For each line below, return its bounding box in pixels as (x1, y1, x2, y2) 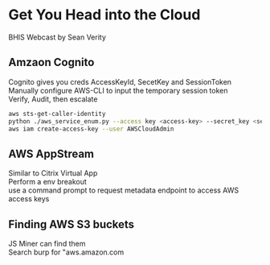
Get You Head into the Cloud (8, 6, 201, 24)
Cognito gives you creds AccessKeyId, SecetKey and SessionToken (8, 77, 231, 86)
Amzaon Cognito (8, 56, 95, 69)
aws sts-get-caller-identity (8, 110, 106, 118)
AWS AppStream (8, 147, 95, 160)
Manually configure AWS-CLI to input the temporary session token (8, 85, 228, 95)
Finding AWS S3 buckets (8, 217, 135, 231)
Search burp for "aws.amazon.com (8, 247, 125, 257)
